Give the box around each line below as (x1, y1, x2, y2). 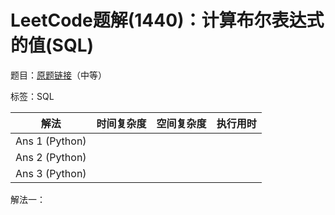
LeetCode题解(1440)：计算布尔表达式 (10, 9, 325, 32)
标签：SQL (10, 90, 55, 102)
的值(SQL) (10, 34, 95, 57)
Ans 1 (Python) (15, 134, 87, 148)
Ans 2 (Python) (15, 150, 87, 164)
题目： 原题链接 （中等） (10, 69, 107, 81)
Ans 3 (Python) (15, 166, 87, 180)
